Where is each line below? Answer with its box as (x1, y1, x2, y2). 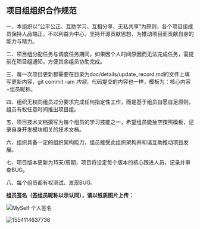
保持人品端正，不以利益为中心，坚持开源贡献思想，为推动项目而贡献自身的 (11, 30, 194, 37)
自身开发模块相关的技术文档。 (11, 126, 85, 133)
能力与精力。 (6, 38, 37, 45)
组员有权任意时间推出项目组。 (6, 105, 79, 112)
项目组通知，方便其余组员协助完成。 (16, 57, 105, 65)
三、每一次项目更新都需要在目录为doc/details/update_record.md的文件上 (6, 71, 185, 78)
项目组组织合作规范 (6, 5, 77, 16)
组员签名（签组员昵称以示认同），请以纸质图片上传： (6, 191, 134, 199)
